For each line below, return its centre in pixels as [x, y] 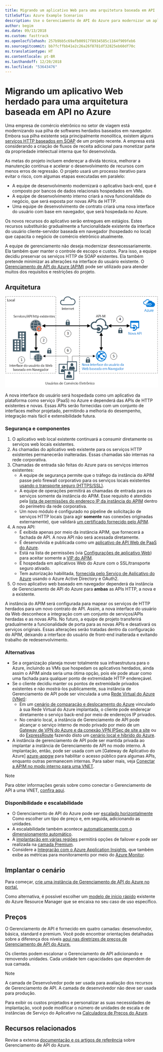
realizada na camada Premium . [43, 845]
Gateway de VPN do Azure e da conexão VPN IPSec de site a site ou [88, 730]
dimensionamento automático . [42, 834]
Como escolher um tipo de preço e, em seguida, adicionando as [76, 819]
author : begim [19, 26]
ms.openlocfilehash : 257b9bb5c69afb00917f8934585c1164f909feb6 [70, 41]
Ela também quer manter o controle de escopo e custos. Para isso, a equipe [81, 251]
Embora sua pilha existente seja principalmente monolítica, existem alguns [79, 136]
